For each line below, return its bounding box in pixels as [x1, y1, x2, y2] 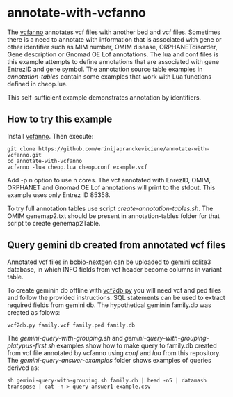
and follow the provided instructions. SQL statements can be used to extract [7, 293, 226, 302]
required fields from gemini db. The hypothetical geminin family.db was [7, 301, 212, 309]
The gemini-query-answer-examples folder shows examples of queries [7, 356, 212, 364]
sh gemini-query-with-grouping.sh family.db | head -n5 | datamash [7, 377, 207, 384]
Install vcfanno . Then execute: [7, 132, 94, 140]
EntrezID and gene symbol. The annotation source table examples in [7, 65, 203, 73]
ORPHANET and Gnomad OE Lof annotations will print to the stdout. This [7, 183, 216, 192]
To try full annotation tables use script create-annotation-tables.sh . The [7, 204, 214, 212]
